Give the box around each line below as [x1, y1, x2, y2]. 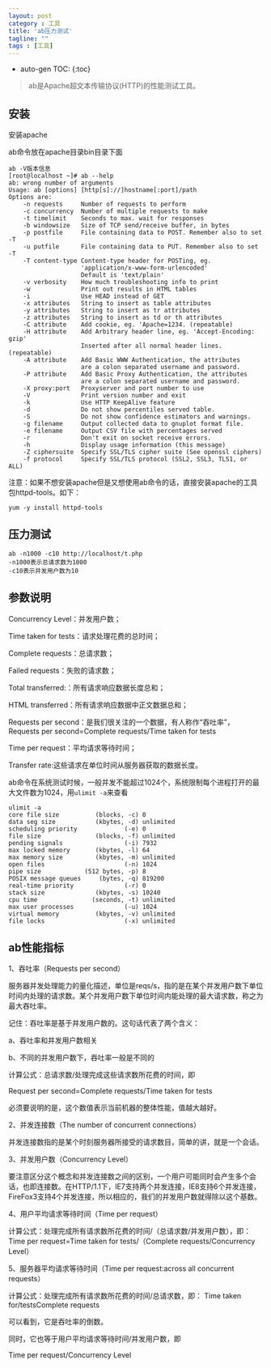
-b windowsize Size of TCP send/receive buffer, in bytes [23, 221, 230, 229]
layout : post [8, 11, 53, 20]
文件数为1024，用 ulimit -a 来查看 [15, 787, 129, 797]
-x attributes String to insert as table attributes [23, 299, 212, 308]
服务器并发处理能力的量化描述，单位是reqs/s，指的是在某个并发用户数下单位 [8, 981, 264, 991]
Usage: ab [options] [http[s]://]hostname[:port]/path [8, 185, 197, 194]
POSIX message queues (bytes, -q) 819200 [8, 874, 164, 882]
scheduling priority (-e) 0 [8, 825, 147, 833]
